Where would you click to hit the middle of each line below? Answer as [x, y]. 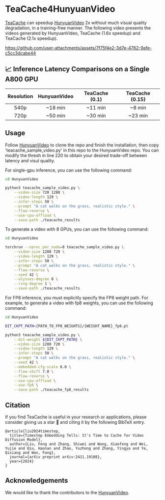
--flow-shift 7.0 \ [34, 371]
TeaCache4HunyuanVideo [60, 9]
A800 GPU [22, 79]
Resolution [20, 96]
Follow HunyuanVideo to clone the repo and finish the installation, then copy [82, 145]
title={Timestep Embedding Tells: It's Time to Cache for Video [77, 436]
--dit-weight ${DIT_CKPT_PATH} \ [48, 339]
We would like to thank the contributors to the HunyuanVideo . [67, 492]
